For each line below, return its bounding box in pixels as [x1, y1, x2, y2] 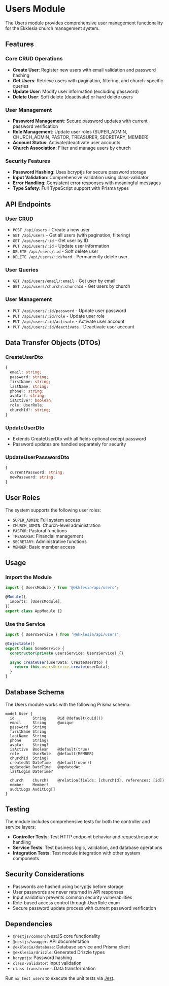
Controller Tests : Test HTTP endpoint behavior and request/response [12, 833, 159, 840]
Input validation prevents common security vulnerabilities [12, 894, 133, 900]
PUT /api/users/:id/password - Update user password [12, 308, 126, 314]
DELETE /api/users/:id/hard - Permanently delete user [12, 253, 128, 259]
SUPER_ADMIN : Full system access [12, 517, 80, 523]
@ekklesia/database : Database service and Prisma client [12, 944, 130, 950]
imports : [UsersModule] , [10, 599, 62, 604]
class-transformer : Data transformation [12, 965, 96, 972]
